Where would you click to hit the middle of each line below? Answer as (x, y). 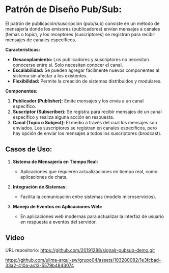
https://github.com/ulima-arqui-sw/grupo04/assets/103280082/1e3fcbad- (83, 260)
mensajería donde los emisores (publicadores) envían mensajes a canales (83, 29)
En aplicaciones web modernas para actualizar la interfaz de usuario (92, 216)
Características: (23, 49)
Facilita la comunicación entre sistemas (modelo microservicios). (88, 197)
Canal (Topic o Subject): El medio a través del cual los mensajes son (85, 122)
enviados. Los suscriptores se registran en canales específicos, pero (85, 128)
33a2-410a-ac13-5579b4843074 (40, 265)
